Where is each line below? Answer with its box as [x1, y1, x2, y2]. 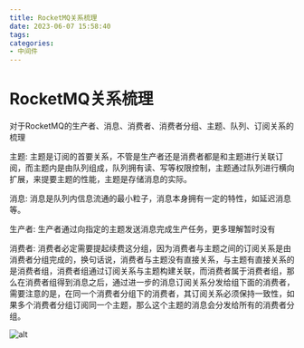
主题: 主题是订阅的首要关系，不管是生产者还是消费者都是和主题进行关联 [9, 151, 276, 162]
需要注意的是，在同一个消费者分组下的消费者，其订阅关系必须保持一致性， [9, 288, 287, 299]
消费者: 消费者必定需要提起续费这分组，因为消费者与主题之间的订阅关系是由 [9, 243, 291, 254]
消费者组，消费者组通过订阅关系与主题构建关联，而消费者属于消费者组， [16, 266, 287, 276]
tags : [9, 30, 30, 39]
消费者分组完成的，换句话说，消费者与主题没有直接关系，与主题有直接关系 [9, 255, 287, 266]
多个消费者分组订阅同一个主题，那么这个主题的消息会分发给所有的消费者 [16, 300, 287, 311]
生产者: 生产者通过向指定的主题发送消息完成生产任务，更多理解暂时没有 [9, 224, 276, 235]
